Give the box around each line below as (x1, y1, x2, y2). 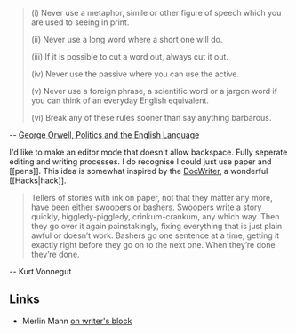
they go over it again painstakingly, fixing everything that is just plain (30, 221, 283, 231)
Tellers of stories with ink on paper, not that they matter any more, (30, 193, 273, 203)
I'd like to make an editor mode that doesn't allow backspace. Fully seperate (9, 147, 288, 157)
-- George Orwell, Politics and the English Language (9, 130, 200, 140)
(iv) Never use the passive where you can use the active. (30, 68, 240, 79)
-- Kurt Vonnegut (9, 266, 72, 276)
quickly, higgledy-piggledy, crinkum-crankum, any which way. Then (30, 211, 280, 221)
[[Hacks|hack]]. (9, 175, 67, 186)
